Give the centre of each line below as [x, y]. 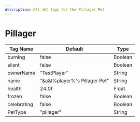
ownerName [21, 73]
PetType [17, 112]
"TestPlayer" [54, 73]
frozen [15, 96]
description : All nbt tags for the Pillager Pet [55, 9]
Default [75, 49]
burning [16, 57]
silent [14, 65]
